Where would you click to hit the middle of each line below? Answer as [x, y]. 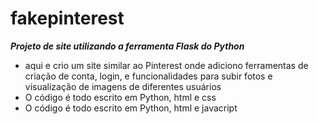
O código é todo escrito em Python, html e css [120, 97]
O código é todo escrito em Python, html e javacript [131, 108]
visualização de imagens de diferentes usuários [123, 86]
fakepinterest [67, 18]
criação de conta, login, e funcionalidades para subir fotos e [148, 76]
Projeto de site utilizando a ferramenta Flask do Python [127, 46]
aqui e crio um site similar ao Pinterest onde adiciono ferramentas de [166, 65]
